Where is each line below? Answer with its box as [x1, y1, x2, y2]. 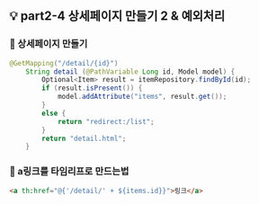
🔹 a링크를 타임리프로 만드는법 [9, 165, 129, 178]
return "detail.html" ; [41, 134, 127, 143]
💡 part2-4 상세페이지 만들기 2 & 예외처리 [9, 8, 226, 24]
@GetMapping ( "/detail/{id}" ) [9, 58, 119, 67]
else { [41, 109, 67, 118]
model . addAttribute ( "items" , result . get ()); [57, 93, 228, 102]
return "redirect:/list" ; [57, 117, 155, 126]
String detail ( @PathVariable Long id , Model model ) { [25, 67, 236, 76]
